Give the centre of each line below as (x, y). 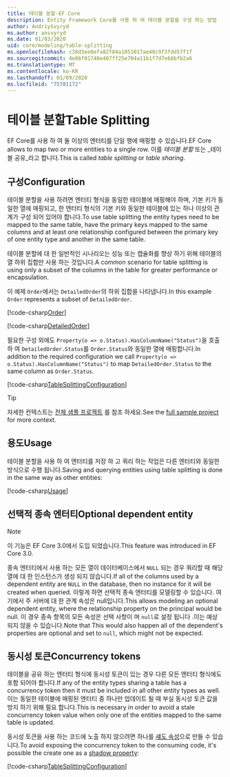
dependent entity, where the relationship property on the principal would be (115, 608)
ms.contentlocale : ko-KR (43, 71)
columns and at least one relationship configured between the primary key (113, 232)
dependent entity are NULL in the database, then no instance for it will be (109, 584)
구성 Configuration (46, 182)
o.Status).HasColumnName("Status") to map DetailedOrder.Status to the (109, 364)
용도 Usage (30, 443)
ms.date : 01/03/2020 (37, 39)
